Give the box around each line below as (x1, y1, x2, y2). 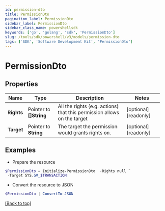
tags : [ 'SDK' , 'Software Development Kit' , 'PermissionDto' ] (5, 39, 133, 44)
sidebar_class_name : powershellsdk (5, 26, 78, 30)
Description (76, 94, 104, 101)
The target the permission (58, 123, 118, 130)
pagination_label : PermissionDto (5, 16, 74, 21)
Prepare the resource (12, 159, 55, 165)
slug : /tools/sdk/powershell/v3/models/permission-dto (5, 35, 120, 40)
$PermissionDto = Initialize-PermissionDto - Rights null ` (5, 168, 131, 174)
